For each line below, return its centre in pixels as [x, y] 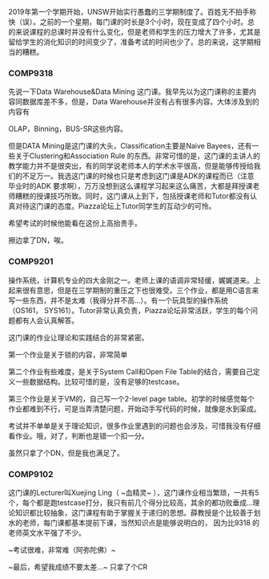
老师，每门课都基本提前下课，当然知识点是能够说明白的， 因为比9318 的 [141, 522]
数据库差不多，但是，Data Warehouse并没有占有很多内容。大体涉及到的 [141, 102]
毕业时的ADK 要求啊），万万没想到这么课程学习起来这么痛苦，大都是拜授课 [131, 186]
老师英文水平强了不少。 [47, 532]
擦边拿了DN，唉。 [38, 240]
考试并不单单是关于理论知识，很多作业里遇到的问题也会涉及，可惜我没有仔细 [134, 426]
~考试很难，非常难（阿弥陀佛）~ [62, 549]
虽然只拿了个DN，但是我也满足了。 [66, 453]
